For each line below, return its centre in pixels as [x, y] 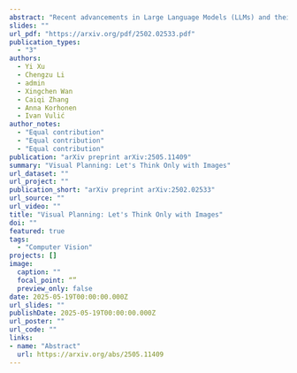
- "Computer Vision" [55, 247]
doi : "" [23, 223]
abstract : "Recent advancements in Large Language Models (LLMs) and [140, 17]
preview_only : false [55, 288]
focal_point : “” [47, 280]
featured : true [37, 231]
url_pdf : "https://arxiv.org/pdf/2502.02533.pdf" [103, 34]
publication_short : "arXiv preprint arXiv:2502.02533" [112, 190]
